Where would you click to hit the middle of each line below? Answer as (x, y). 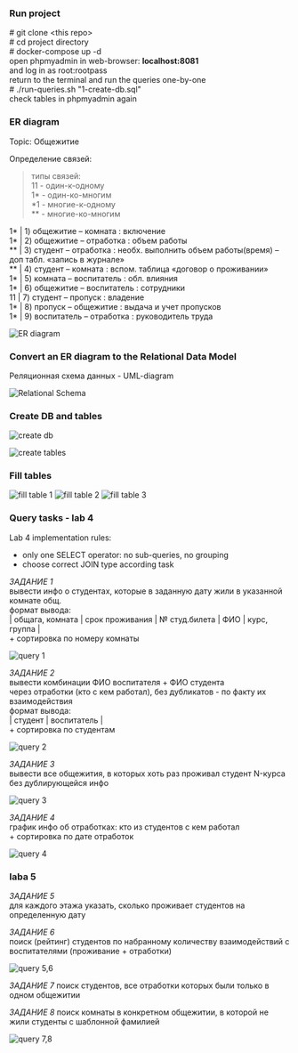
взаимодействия (41, 701)
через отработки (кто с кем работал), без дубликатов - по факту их (138, 692)
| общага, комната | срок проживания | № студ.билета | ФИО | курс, (139, 619)
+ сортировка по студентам (62, 729)
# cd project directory (49, 42)
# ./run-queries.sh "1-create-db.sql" (76, 89)
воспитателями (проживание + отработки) (90, 952)
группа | (25, 628)
